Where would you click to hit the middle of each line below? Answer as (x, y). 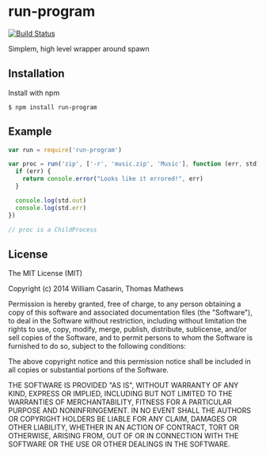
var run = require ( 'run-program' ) (65, 150)
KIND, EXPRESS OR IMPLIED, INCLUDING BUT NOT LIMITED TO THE (120, 394)
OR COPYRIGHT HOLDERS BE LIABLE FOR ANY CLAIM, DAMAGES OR (123, 419)
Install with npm (34, 93)
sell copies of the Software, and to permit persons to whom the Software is (131, 338)
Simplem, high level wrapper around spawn (79, 48)
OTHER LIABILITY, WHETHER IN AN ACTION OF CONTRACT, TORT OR (123, 427)
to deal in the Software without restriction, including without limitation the (127, 321)
